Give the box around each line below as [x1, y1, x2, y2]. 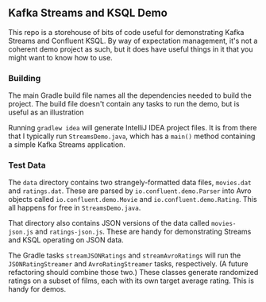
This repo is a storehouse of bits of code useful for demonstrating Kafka [8, 27, 245, 37]
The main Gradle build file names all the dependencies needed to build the [8, 91, 252, 100]
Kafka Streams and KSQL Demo [8, 6, 168, 20]
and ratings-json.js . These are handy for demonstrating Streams [35, 226, 252, 237]
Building [8, 72, 41, 83]
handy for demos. [8, 285, 67, 294]
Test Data [8, 160, 46, 171]
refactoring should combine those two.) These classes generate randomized [8, 268, 259, 277]
